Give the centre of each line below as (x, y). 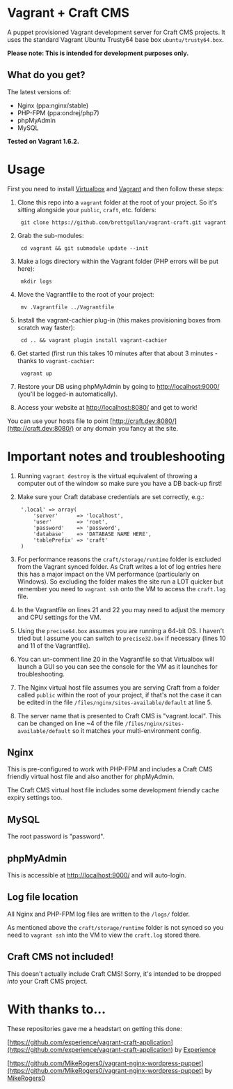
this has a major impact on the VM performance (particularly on (108, 574)
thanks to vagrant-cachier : (56, 360)
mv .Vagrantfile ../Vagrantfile (67, 307)
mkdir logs (36, 281)
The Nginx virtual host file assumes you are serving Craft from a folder (118, 687)
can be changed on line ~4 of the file (70, 723)
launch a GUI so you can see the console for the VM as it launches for (117, 666)
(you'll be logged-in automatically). (67, 394)
